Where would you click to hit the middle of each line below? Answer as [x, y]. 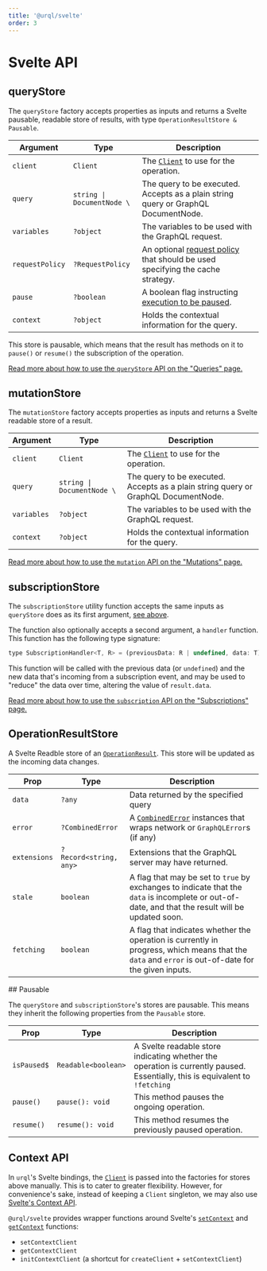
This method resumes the [182, 1120]
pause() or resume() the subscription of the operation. [96, 353]
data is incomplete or [168, 897]
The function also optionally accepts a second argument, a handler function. [133, 630]
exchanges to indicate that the [186, 887]
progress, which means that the [188, 950]
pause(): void [83, 1102]
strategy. [159, 279]
